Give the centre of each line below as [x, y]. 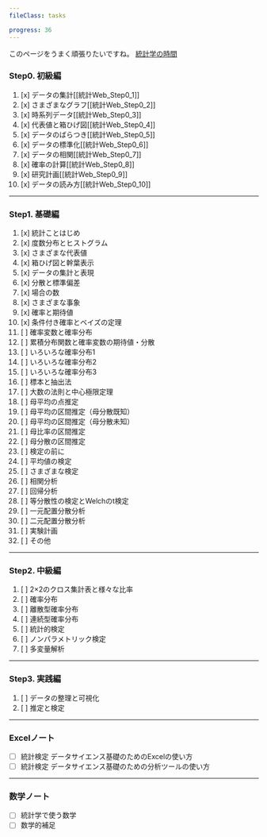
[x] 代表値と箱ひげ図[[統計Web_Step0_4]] [88, 125]
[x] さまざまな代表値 [54, 253]
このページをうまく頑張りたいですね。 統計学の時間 [93, 53]
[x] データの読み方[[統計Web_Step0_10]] [86, 184]
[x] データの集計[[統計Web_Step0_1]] [80, 94]
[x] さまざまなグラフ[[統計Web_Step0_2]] [88, 105]
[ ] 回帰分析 [39, 491]
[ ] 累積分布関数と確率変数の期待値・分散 [88, 342]
